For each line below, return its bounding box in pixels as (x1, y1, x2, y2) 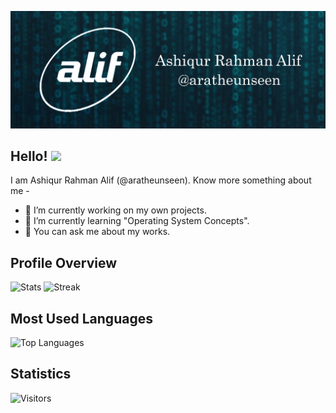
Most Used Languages (10, 310, 153, 327)
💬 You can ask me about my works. (24, 226, 171, 238)
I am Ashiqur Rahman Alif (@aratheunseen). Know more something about (10, 174, 312, 186)
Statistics (10, 366, 72, 383)
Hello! (10, 147, 48, 165)
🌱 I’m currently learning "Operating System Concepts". (24, 215, 250, 227)
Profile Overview (10, 254, 118, 271)
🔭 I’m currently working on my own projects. (24, 204, 207, 216)
